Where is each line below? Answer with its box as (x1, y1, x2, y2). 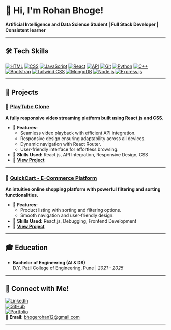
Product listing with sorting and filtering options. (20, 207, 121, 213)
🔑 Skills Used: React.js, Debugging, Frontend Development (12, 217, 136, 224)
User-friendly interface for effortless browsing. (20, 146, 119, 152)
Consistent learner (5, 26, 46, 33)
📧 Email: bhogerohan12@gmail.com (5, 314, 80, 320)
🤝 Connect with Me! (5, 284, 69, 293)
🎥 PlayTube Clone (5, 103, 50, 111)
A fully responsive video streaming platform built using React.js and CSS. (5, 115, 164, 121)
